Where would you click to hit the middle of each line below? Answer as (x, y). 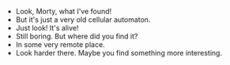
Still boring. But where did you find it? (77, 36)
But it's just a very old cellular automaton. (83, 20)
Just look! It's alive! (47, 28)
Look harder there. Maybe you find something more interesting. (119, 53)
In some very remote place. (60, 45)
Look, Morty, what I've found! (64, 11)
